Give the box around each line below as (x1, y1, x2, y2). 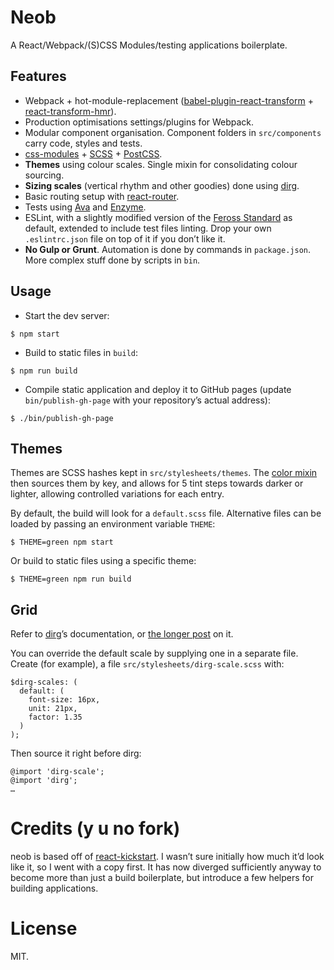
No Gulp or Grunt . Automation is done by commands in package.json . (24, 243, 312, 255)
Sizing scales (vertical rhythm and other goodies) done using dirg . (24, 179, 300, 191)
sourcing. (24, 169, 65, 181)
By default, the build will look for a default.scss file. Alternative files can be (10, 507, 322, 520)
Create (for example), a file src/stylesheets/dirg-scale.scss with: (10, 658, 285, 670)
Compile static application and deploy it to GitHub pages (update (24, 383, 292, 395)
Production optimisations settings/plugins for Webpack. (24, 116, 255, 128)
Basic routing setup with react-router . (24, 190, 180, 202)
